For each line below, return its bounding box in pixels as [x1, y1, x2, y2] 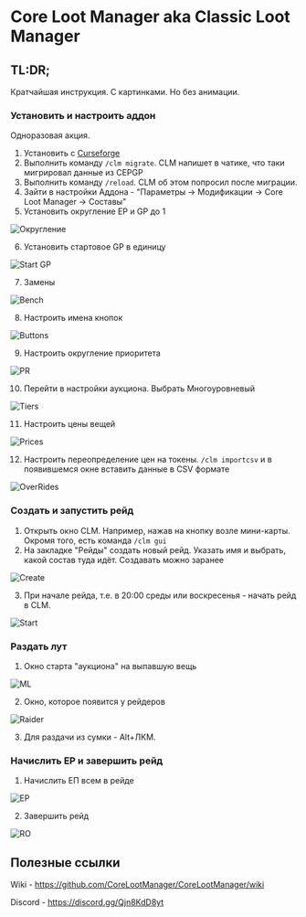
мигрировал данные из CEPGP [23, 167, 144, 178]
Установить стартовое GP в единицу [23, 241, 166, 252]
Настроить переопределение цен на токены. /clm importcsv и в [23, 454, 272, 465]
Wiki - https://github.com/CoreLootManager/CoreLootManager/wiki [10, 880, 265, 890]
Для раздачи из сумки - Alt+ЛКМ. [23, 731, 156, 742]
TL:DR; [10, 62, 51, 78]
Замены [23, 277, 56, 288]
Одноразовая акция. [10, 130, 90, 141]
